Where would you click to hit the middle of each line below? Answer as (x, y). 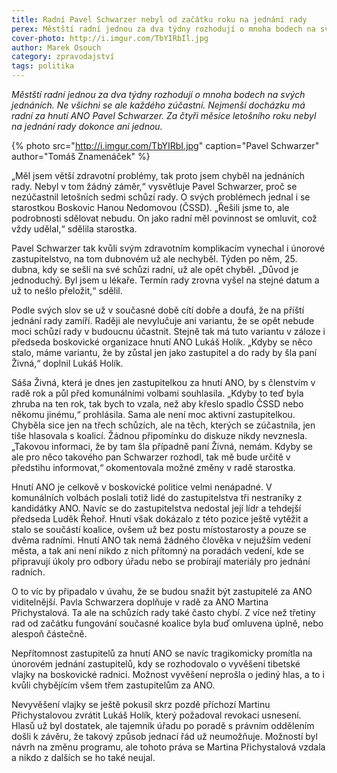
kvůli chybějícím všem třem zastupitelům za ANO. (113, 685)
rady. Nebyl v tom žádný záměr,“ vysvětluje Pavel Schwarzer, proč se (154, 186)
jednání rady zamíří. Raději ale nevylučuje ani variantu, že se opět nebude (163, 320)
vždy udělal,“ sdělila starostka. (74, 229)
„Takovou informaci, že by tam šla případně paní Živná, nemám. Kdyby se (162, 446)
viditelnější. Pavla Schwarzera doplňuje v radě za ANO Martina (140, 602)
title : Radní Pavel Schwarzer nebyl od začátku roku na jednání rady (159, 19)
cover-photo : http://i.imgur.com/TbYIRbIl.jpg (110, 38)
